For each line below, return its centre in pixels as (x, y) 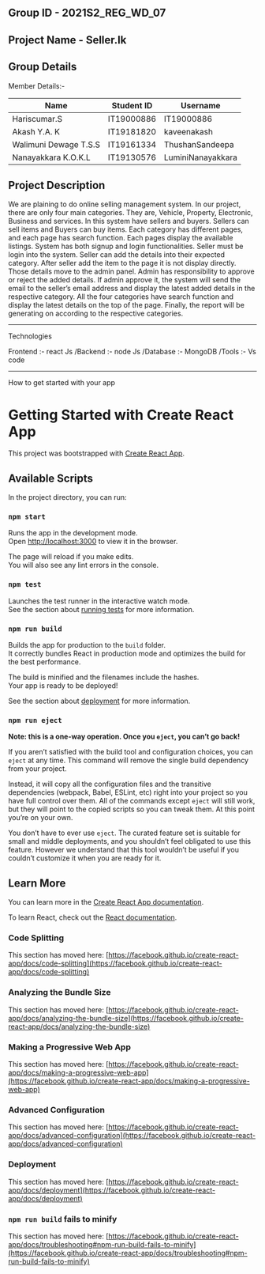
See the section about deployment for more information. (99, 701)
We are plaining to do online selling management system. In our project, (125, 204)
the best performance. (45, 662)
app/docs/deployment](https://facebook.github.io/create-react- (112, 1190)
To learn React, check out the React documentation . (93, 917)
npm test (25, 585)
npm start (27, 517)
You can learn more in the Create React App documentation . (106, 902)
